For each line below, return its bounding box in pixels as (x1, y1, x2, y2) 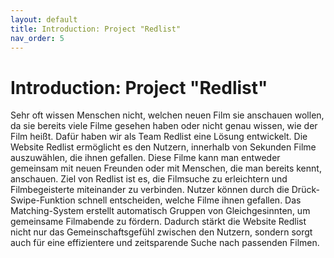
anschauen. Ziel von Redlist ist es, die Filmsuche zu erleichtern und (10, 173, 288, 185)
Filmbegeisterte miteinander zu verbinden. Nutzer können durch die (10, 184, 290, 196)
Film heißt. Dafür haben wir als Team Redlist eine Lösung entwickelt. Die (10, 131, 308, 143)
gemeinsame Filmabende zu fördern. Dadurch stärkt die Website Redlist (10, 216, 307, 228)
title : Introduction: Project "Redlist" (10, 24, 182, 34)
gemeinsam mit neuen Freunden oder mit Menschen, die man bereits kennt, (10, 162, 322, 175)
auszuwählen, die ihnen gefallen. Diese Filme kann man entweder (10, 152, 281, 164)
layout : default (10, 14, 78, 25)
